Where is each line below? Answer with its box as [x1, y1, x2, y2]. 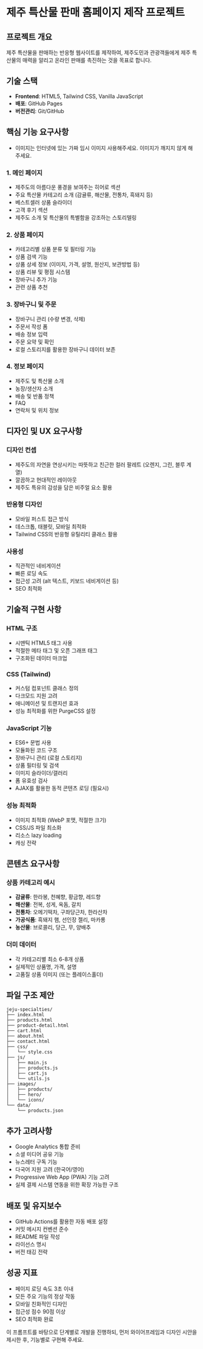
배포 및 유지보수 [6, 1201, 62, 1211]
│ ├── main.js [6, 1059, 47, 1066]
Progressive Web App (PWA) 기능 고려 [15, 1173, 110, 1181]
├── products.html [6, 1017, 53, 1024]
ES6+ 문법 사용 [15, 739, 52, 746]
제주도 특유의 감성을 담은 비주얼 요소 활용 [15, 484, 113, 491]
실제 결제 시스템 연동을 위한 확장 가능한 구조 [15, 1181, 119, 1188]
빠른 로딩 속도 [15, 570, 48, 577]
